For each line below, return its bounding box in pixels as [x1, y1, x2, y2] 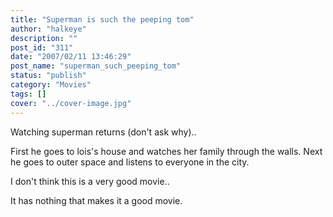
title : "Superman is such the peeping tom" [10, 14, 195, 25]
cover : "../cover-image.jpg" [10, 98, 132, 108]
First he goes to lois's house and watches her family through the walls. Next [10, 145, 323, 157]
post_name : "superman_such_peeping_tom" [10, 61, 182, 71]
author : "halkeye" [10, 24, 87, 34]
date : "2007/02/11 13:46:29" [10, 52, 132, 62]
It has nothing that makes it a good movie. [10, 194, 183, 206]
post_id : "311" [10, 42, 74, 53]
